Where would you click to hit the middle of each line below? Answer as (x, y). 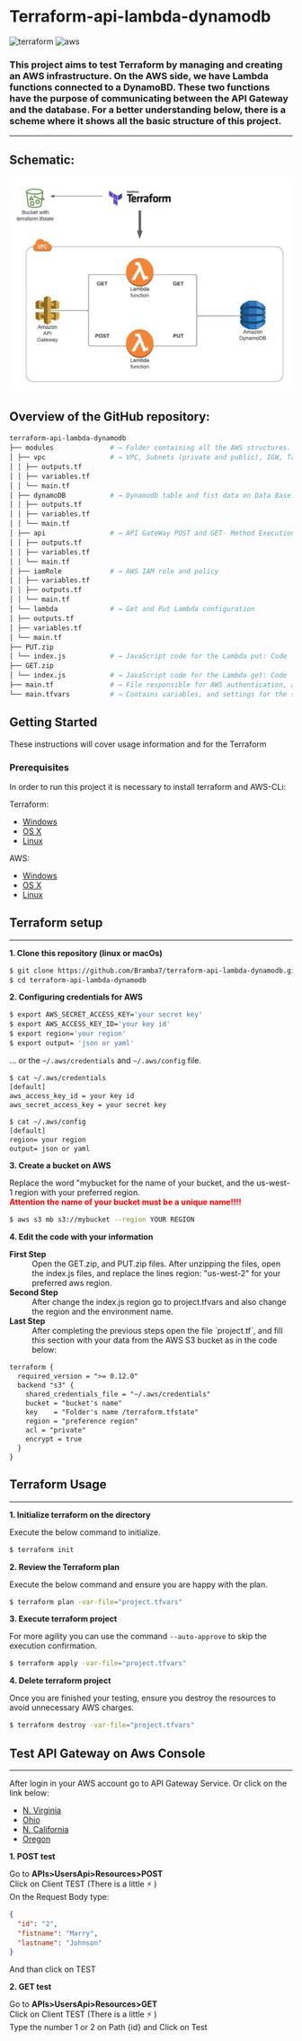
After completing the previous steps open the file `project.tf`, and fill (157, 1330)
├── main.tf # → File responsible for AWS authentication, (148, 685)
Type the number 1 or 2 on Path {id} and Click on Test (109, 2028)
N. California (45, 1829)
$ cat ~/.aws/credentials (58, 1078)
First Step (28, 1254)
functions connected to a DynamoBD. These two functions (140, 87)
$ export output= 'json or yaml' (72, 1043)
